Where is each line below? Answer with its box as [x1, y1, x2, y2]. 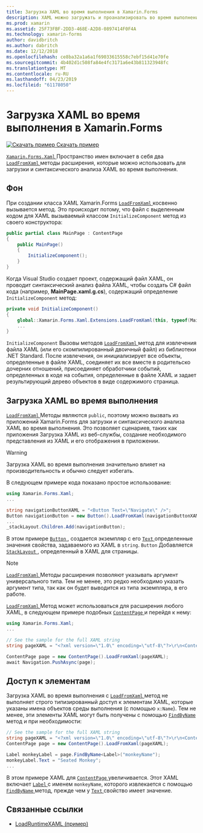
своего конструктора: [6, 219, 63, 226]
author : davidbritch [6, 37, 59, 43]
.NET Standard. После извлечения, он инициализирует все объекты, [6, 352, 182, 360]
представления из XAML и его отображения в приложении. [6, 437, 160, 445]
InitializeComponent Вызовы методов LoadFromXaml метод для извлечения [6, 340, 197, 347]
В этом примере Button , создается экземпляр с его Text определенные [6, 535, 193, 542]
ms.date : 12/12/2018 [6, 48, 59, 54]
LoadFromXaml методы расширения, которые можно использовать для [6, 159, 186, 166]
